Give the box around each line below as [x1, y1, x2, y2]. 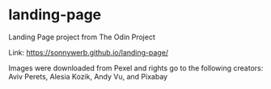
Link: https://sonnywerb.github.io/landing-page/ [8, 47, 168, 57]
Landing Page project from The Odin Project [8, 32, 155, 42]
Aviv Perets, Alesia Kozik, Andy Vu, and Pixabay [8, 71, 168, 81]
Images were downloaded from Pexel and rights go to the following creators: [8, 63, 264, 73]
